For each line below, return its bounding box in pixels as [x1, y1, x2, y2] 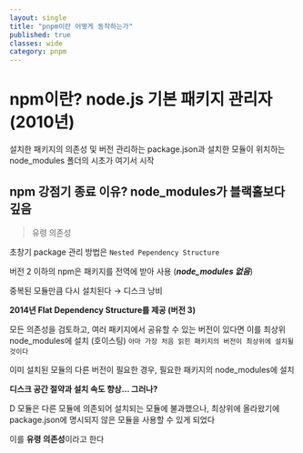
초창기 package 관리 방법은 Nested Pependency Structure [9, 247, 220, 257]
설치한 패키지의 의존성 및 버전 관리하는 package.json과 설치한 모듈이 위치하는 [9, 144, 286, 155]
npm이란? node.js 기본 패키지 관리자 [9, 89, 273, 110]
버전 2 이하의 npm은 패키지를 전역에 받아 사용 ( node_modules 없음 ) [9, 266, 253, 277]
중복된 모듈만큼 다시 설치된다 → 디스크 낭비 [9, 285, 163, 296]
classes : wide [9, 38, 64, 48]
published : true [9, 30, 71, 39]
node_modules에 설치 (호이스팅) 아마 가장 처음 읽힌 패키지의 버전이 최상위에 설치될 [9, 335, 294, 346]
